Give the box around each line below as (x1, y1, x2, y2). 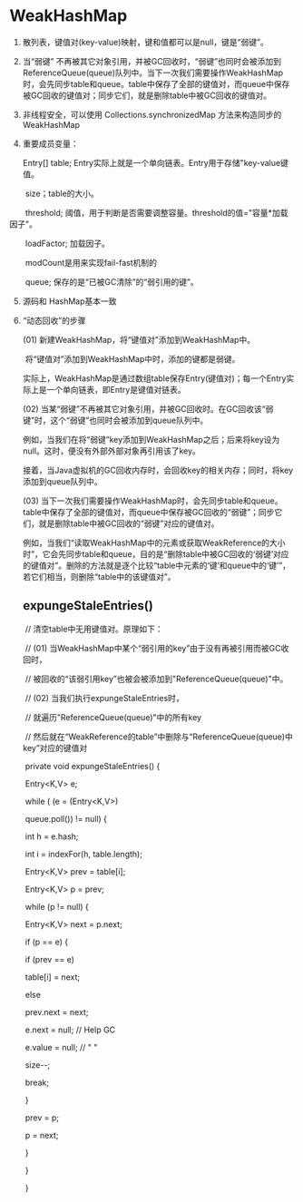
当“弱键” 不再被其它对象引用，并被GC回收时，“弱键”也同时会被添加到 (22, 55, 282, 66)
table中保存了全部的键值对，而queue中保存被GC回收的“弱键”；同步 (22, 506, 275, 517)
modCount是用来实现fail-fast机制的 (24, 257, 157, 268)
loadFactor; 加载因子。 (24, 238, 111, 249)
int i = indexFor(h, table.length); (24, 848, 143, 859)
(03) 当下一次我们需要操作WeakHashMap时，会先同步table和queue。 (22, 495, 283, 506)
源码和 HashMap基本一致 (22, 296, 117, 307)
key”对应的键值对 (22, 742, 88, 753)
